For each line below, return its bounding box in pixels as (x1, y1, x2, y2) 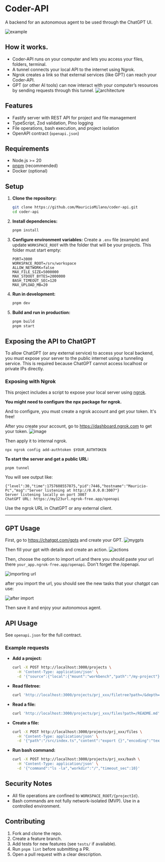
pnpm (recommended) (12, 163, 58, 169)
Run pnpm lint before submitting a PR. (12, 846, 90, 852)
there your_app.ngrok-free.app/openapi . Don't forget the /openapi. (5, 561, 140, 568)
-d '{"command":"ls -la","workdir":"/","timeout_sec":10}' (17, 766, 140, 771)
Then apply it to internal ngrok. (5, 438, 67, 444)
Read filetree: (12, 683, 41, 689)
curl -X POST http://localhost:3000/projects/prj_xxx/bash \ (12, 757, 140, 762)
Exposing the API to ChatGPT (5, 337, 96, 345)
